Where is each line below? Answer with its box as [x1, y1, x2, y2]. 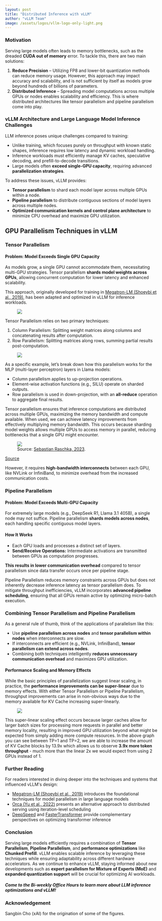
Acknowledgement [5, 900, 51, 906]
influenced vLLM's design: [5, 782, 58, 787]
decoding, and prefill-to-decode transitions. [12, 157, 100, 163]
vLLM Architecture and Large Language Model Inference [5, 116, 141, 122]
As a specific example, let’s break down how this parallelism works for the [5, 362, 152, 367]
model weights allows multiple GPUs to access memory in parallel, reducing [5, 427, 156, 433]
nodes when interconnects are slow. [12, 635, 85, 641]
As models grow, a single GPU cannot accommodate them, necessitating [5, 264, 150, 270]
